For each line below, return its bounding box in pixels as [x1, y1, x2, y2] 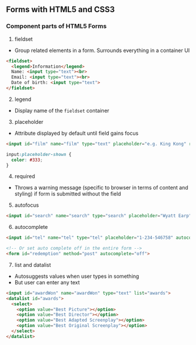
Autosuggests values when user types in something [14, 273, 139, 280]
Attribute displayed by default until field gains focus [14, 130, 139, 137]
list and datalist [14, 261, 51, 268]
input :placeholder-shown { [6, 151, 72, 157]
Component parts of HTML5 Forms [6, 22, 107, 30]
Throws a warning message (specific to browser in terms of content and [14, 184, 188, 191]
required [14, 173, 36, 180]
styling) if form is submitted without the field [14, 190, 121, 197]
